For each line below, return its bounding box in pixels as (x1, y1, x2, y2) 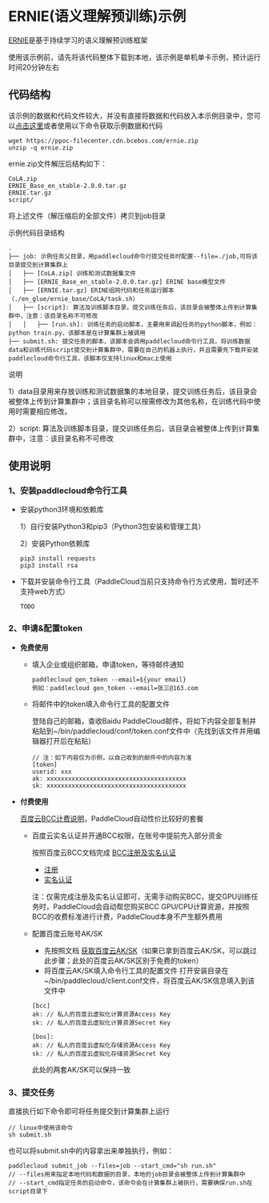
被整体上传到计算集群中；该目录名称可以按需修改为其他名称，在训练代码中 (8, 396, 254, 406)
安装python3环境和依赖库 (19, 505, 104, 515)
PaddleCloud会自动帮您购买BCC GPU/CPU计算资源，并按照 (53, 901, 250, 911)
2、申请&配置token (8, 623, 83, 634)
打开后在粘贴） (46, 736, 96, 745)
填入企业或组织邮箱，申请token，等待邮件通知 (31, 660, 184, 669)
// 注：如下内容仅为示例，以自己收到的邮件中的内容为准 (31, 753, 192, 761)
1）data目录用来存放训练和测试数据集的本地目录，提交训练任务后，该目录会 (8, 386, 258, 396)
